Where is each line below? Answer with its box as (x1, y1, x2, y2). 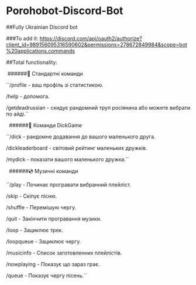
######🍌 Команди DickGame (8, 121, 82, 128)
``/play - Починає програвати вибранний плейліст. (6, 181, 132, 188)
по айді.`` (6, 110, 29, 117)
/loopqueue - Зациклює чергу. (6, 238, 81, 245)
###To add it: (6, 35, 39, 42)
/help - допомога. (6, 93, 50, 100)
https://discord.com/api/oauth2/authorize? (39, 35, 142, 42)
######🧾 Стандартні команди (7, 70, 83, 77)
